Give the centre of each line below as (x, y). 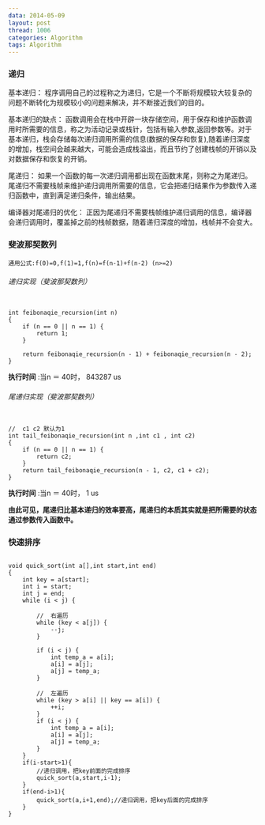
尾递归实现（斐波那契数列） (53, 396)
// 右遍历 (52, 616)
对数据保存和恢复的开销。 (50, 159)
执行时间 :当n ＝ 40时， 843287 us (65, 377)
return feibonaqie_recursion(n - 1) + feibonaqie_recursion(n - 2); (137, 354)
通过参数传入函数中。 (43, 520)
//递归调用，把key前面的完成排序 (84, 771)
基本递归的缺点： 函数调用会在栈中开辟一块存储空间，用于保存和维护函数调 (130, 119)
